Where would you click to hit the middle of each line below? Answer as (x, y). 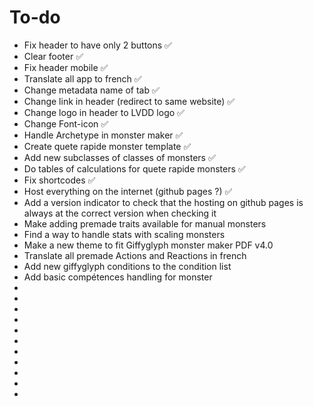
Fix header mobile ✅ (66, 67)
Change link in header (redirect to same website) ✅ (129, 101)
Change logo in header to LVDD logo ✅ (104, 112)
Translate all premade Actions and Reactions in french (135, 255)
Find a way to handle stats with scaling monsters (124, 234)
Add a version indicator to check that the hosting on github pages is (163, 202)
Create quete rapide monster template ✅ (107, 146)
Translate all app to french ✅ (82, 78)
